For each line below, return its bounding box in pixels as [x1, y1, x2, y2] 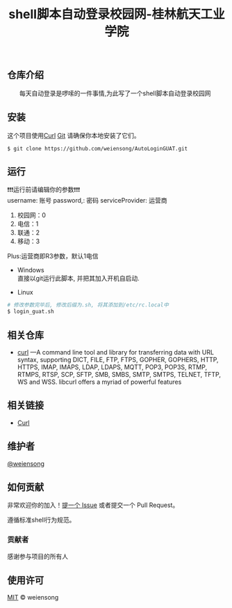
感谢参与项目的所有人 [7, 552, 68, 561]
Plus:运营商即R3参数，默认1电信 [7, 252, 99, 260]
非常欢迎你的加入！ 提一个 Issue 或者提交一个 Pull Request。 [7, 501, 179, 509]
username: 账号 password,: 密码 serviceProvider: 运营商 [7, 196, 168, 205]
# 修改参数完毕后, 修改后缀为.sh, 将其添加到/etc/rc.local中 [7, 302, 169, 309]
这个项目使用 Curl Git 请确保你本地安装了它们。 [7, 131, 140, 139]
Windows [17, 266, 44, 274]
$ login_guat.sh [7, 308, 54, 315]
